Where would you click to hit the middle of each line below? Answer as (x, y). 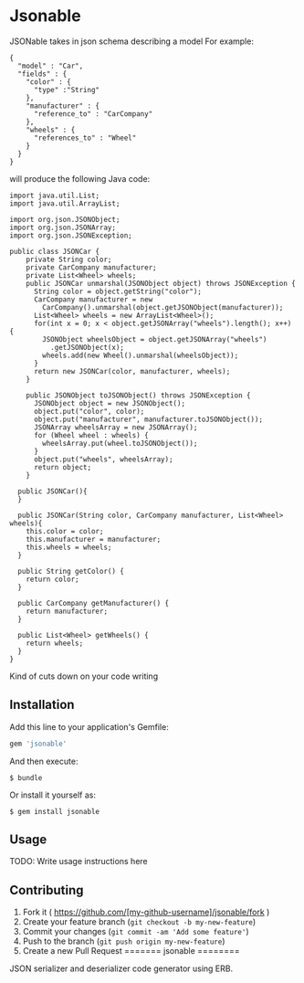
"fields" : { (42, 74)
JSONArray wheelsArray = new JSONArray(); (115, 427)
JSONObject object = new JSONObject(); (109, 403)
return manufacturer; (67, 611)
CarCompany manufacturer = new (93, 299)
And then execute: (44, 761)
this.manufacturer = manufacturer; (94, 539)
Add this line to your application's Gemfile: (89, 726)
